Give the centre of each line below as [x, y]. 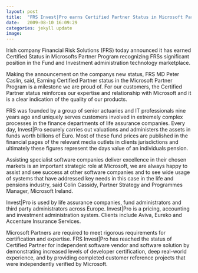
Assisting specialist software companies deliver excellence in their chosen [96, 160]
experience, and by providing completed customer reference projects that [96, 258]
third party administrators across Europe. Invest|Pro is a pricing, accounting [98, 209]
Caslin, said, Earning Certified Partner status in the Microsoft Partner [89, 81]
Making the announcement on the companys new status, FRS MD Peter [93, 74]
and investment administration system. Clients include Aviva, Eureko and [94, 215]
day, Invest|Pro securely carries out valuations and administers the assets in [98, 130]
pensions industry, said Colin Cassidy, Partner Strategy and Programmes [94, 185]
